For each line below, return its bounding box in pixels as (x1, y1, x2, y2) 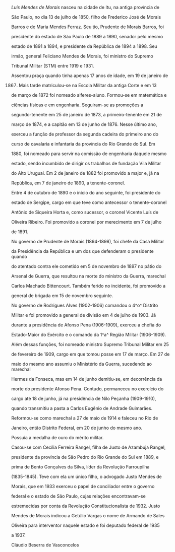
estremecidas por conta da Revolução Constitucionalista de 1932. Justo (11, 503, 160, 509)
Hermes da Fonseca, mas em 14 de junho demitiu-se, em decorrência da (11, 376, 162, 382)
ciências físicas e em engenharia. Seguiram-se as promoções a (11, 102, 144, 108)
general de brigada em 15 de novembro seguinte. (11, 293, 113, 299)
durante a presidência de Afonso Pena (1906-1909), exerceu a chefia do (11, 322, 161, 328)
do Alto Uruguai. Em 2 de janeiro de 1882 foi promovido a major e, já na (11, 170, 159, 176)
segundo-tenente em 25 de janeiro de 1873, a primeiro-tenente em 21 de (11, 112, 162, 117)
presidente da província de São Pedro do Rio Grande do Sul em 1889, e (11, 454, 159, 460)
